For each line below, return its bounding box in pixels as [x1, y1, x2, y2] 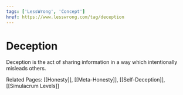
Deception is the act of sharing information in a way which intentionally [6, 59, 178, 66]
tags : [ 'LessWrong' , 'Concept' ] [6, 8, 85, 15]
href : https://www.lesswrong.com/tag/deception [6, 14, 125, 20]
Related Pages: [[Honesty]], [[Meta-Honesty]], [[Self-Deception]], [6, 76, 165, 83]
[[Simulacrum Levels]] [6, 83, 60, 90]
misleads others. [6, 65, 46, 72]
